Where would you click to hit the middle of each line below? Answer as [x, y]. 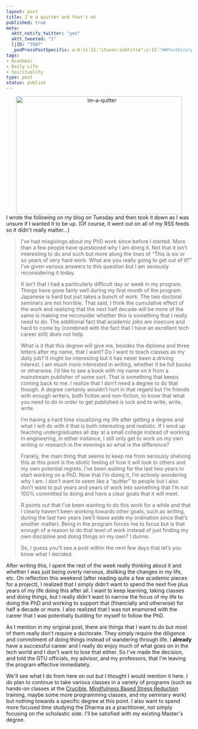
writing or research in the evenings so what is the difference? [95, 445]
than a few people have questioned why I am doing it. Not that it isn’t [104, 248]
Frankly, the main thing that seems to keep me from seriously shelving [105, 456]
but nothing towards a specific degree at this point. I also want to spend [93, 701]
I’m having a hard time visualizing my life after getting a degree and [102, 420]
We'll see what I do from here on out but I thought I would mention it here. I [97, 676]
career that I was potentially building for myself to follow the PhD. [85, 616]
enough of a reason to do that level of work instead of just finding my [104, 530]
